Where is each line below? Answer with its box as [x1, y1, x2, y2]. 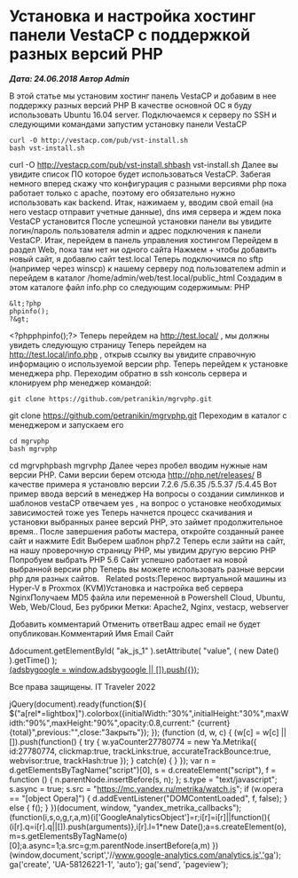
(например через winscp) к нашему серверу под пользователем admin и [9, 263, 286, 273]
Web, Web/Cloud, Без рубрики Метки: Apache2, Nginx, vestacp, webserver [9, 601, 289, 612]
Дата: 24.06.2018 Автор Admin [9, 73, 130, 83]
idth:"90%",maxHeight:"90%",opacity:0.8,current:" [9, 717, 195, 728]
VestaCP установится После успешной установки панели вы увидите [9, 216, 272, 226]
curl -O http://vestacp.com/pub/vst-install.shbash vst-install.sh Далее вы [9, 159, 278, 170]
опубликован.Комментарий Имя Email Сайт [9, 628, 175, 638]
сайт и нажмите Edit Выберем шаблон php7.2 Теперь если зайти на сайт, [9, 535, 286, 546]
